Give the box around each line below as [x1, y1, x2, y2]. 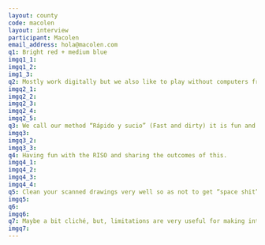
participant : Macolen [8, 33, 80, 42]
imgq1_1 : [8, 56, 37, 64]
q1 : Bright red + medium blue [8, 48, 108, 56]
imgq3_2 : [8, 136, 37, 145]
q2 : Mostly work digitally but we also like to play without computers [8, 77, 248, 85]
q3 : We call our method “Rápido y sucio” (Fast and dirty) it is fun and [8, 122, 256, 130]
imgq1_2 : [8, 63, 37, 71]
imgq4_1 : [8, 159, 37, 167]
